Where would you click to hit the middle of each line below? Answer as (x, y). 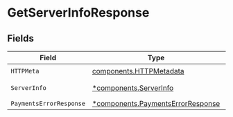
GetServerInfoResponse (78, 13)
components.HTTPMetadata (138, 71)
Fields (21, 38)
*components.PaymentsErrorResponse (156, 103)
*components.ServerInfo (133, 88)
